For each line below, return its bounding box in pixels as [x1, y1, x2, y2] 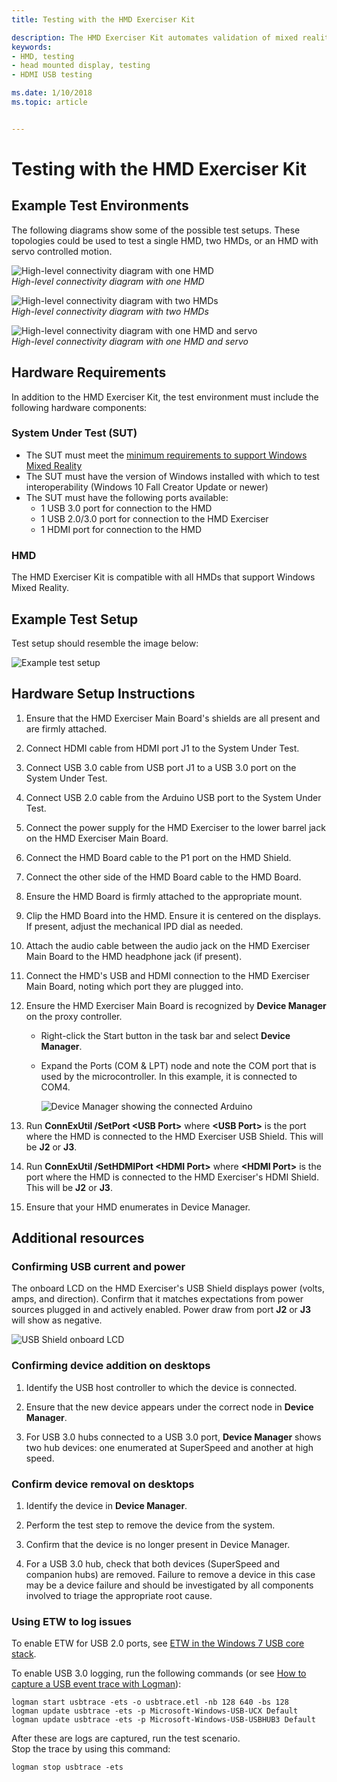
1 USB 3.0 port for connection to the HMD [40, 502, 213, 514]
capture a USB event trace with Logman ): [11, 1678, 182, 1690]
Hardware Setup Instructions [11, 686, 196, 703]
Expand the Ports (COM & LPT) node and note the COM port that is [40, 1059, 317, 1071]
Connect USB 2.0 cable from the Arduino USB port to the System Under [25, 791, 322, 803]
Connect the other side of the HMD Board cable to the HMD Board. [25, 871, 302, 883]
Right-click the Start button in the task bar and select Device [40, 1029, 291, 1041]
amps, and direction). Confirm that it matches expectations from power [11, 1293, 304, 1305]
